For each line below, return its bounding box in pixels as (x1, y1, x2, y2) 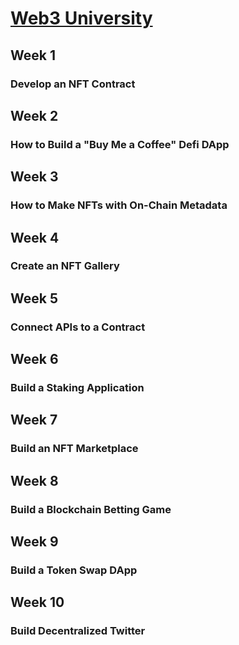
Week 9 (10, 533, 59, 551)
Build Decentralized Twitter (10, 624, 146, 638)
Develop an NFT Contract (10, 77, 136, 91)
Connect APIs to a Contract (10, 320, 146, 334)
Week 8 (10, 472, 59, 489)
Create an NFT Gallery (10, 259, 120, 273)
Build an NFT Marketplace (10, 442, 139, 456)
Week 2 (10, 107, 59, 124)
